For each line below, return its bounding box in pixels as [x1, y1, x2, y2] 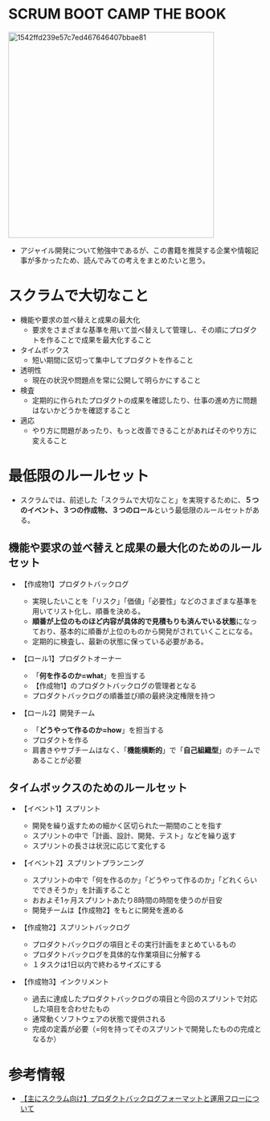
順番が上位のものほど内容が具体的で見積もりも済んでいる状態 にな [31, 616, 251, 626]
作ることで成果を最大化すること [46, 335, 153, 345]
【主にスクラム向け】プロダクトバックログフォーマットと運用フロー [19, 1094, 246, 1103]
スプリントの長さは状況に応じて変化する [31, 841, 166, 850]
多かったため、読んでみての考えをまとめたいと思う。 [34, 255, 211, 265]
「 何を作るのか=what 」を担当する [31, 670, 146, 680]
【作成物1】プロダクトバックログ [19, 579, 129, 589]
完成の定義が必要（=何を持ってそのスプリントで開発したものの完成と [31, 1024, 262, 1034]
